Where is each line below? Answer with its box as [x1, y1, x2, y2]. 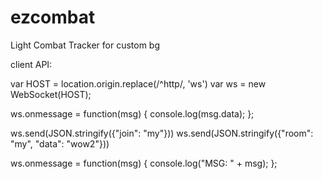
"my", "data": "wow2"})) [10, 137, 110, 150]
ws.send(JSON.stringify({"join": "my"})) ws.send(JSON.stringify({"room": [10, 127, 314, 139]
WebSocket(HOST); [10, 88, 92, 100]
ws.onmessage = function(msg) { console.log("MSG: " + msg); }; [10, 157, 278, 169]
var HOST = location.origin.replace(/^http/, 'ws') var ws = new [10, 77, 267, 90]
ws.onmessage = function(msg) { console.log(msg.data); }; [10, 107, 255, 120]
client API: [10, 58, 53, 70]
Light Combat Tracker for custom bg [10, 39, 161, 51]
